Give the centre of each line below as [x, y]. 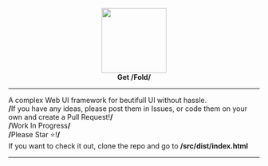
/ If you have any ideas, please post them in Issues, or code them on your [128, 109]
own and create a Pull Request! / [61, 117]
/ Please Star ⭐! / [34, 134]
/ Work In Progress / [39, 125]
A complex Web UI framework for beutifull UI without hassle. [108, 100]
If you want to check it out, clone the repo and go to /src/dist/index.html [128, 146]
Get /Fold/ [134, 77]
